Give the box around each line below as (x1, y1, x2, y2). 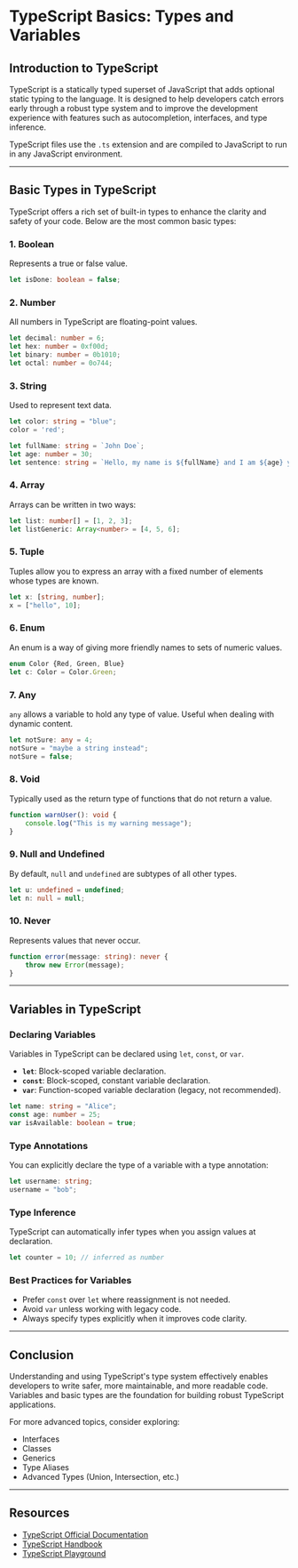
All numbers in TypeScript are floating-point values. (9, 317, 198, 327)
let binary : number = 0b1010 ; (9, 350, 122, 359)
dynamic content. (9, 718, 74, 728)
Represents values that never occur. (9, 935, 141, 945)
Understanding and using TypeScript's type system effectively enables (9, 1371, 269, 1382)
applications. (9, 1399, 56, 1411)
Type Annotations (9, 1139, 89, 1152)
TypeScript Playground (21, 1548, 106, 1558)
